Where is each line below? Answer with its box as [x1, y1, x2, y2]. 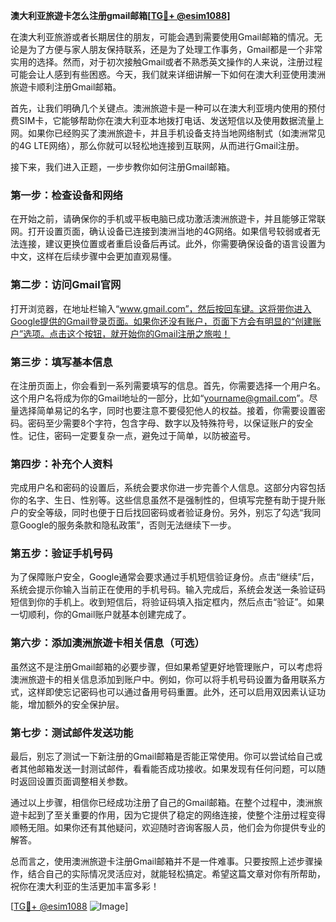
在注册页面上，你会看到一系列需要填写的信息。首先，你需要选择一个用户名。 [10, 379, 326, 391]
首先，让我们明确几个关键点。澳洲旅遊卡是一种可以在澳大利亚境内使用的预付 [10, 102, 326, 114]
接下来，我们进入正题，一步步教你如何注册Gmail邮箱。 [10, 161, 236, 173]
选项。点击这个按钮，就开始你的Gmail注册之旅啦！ [23, 327, 231, 339]
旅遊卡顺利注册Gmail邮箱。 [10, 81, 122, 93]
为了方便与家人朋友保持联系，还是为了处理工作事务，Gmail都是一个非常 [27, 44, 323, 55]
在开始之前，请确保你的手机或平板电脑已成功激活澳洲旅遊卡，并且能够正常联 [10, 213, 326, 225]
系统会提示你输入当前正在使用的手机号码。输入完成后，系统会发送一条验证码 [10, 584, 326, 596]
